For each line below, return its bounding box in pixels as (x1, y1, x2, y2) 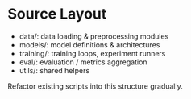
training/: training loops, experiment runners (19, 48, 166, 58)
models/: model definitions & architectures (19, 39, 160, 49)
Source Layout (7, 5, 107, 23)
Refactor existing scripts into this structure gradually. (7, 81, 183, 91)
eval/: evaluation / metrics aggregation (19, 57, 147, 67)
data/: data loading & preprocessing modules (19, 31, 169, 41)
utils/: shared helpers (19, 65, 90, 75)
